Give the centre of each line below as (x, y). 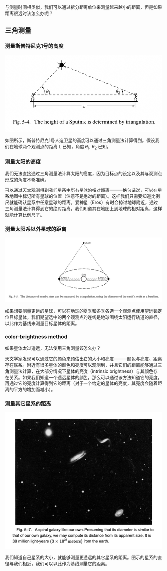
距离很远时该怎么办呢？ (29, 13)
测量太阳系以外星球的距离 (36, 229)
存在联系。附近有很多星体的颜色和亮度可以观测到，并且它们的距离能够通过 (81, 365)
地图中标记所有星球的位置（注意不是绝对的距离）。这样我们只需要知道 (80, 196)
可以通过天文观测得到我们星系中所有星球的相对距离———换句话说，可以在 (81, 190)
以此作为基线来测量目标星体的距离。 (42, 324)
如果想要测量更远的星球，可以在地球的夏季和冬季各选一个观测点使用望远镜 (81, 311)
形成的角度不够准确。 (27, 180)
